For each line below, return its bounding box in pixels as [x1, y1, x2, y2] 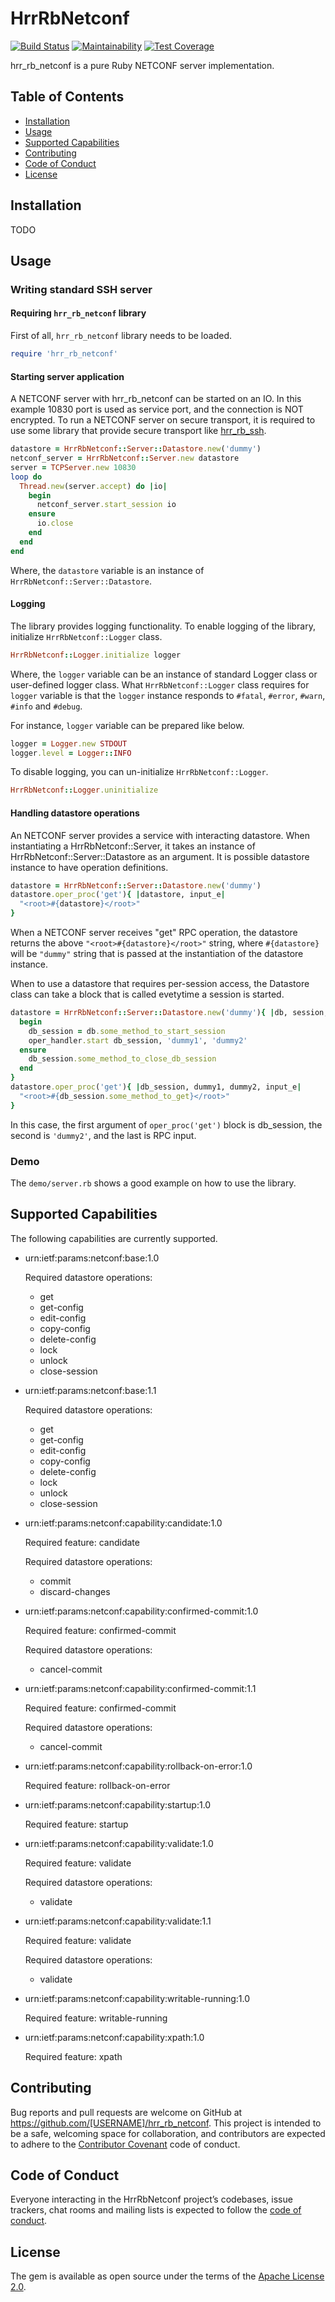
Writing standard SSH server [10, 282, 153, 296]
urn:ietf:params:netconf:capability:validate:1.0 [24, 1837, 214, 1849]
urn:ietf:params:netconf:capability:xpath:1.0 [24, 2031, 205, 2043]
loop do [10, 472, 43, 482]
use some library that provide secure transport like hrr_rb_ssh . [10, 425, 267, 437]
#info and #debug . [10, 700, 83, 712]
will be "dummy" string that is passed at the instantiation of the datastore [10, 948, 304, 960]
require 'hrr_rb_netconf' [10, 349, 118, 359]
